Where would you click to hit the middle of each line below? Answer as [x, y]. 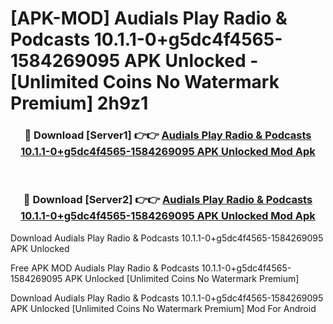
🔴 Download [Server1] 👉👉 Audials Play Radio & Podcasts [168, 135]
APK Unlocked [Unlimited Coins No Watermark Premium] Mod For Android [163, 308]
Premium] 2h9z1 [79, 103]
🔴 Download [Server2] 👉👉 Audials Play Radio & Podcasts [168, 200]
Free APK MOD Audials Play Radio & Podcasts [105, 268]
